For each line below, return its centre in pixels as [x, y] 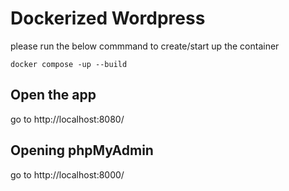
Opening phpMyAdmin [82, 150]
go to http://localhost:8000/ [67, 174]
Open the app [53, 95]
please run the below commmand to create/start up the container [145, 46]
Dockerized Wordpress [108, 18]
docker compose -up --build [69, 64]
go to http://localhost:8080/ [67, 119]
